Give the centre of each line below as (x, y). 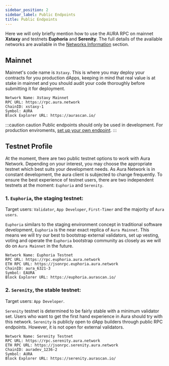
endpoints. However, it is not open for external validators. (65, 327)
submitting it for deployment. (35, 88)
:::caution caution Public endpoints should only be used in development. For (84, 125)
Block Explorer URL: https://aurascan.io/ (50, 116)
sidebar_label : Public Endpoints (40, 15)
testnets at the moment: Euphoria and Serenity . (54, 185)
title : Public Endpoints (31, 19)
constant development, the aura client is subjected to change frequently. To (84, 174)
